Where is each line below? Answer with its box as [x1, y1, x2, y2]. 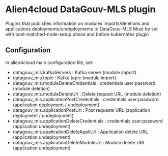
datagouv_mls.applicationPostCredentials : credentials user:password [12, 96, 159, 102]
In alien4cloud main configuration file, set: [5, 59, 94, 66]
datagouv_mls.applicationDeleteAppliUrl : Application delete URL [12, 129, 149, 135]
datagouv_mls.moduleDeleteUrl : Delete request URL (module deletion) [12, 90, 161, 97]
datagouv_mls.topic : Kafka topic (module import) [12, 75, 116, 81]
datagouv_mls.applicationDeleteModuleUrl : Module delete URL [12, 139, 146, 145]
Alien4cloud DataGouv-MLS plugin [5, 4, 156, 15]
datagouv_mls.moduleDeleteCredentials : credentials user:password [12, 80, 156, 86]
